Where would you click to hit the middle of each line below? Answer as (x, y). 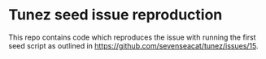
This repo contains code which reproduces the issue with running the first (132, 37)
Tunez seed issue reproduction (116, 15)
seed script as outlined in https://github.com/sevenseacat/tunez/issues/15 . (133, 45)
